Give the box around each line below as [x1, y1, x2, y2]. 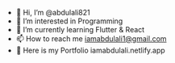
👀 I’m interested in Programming [15, 16, 123, 26]
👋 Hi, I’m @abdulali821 [15, 8, 90, 17]
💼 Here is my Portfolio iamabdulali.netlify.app [15, 45, 165, 55]
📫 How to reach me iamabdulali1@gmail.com [15, 34, 167, 44]
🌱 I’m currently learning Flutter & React [15, 25, 145, 34]
